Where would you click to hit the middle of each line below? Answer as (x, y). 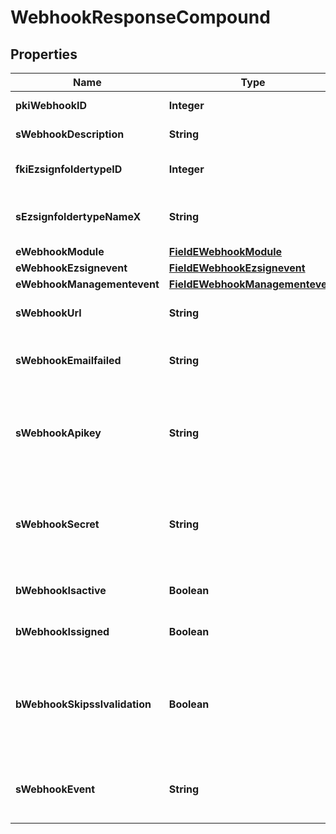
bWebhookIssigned (62, 631)
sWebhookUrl (48, 313)
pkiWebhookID (51, 105)
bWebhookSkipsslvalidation (83, 704)
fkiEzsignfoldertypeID (69, 169)
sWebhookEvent (55, 789)
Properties (44, 54)
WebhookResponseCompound (140, 17)
